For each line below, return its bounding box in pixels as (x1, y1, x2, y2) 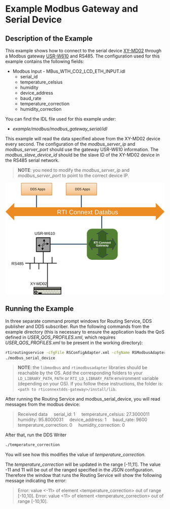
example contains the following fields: (5, 58, 84, 64)
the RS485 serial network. (5, 157, 60, 163)
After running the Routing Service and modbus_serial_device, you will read (5, 396, 160, 402)
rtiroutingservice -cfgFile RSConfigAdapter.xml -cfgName (5, 350, 130, 355)
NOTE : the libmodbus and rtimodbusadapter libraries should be (17, 365, 148, 371)
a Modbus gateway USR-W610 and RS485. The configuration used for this (5, 53, 160, 59)
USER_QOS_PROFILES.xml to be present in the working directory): (5, 339, 143, 346)
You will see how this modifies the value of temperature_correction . (5, 452, 146, 458)
